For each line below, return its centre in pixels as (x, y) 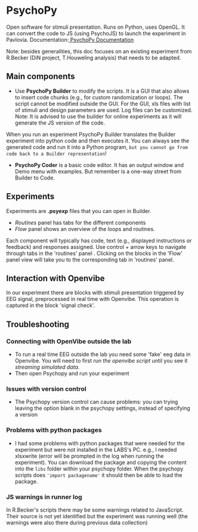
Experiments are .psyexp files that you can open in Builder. (79, 211)
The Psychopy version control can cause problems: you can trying (96, 402)
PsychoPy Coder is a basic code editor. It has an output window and (99, 165)
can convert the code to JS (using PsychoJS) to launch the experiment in (96, 33)
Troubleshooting (38, 324)
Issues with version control (46, 388)
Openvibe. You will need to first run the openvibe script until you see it (101, 361)
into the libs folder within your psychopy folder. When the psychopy (99, 469)
